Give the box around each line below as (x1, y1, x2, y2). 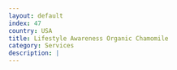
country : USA (8, 27, 53, 35)
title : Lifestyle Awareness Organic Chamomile (8, 34, 169, 43)
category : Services (8, 42, 75, 50)
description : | (8, 49, 60, 57)
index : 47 (8, 19, 42, 27)
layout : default (8, 11, 63, 20)
